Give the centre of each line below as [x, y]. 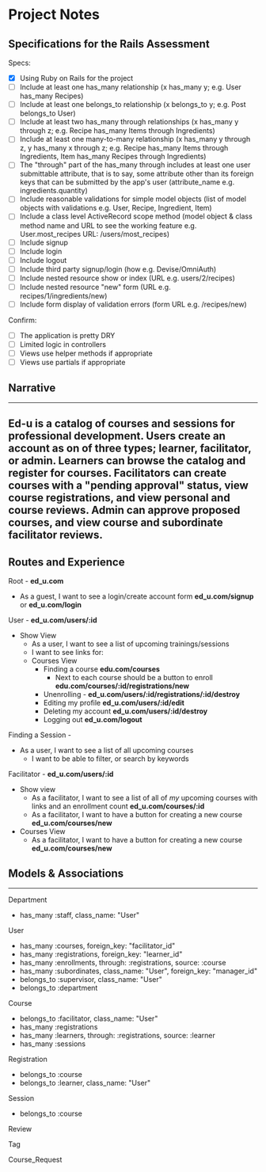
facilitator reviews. [55, 535]
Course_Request [35, 1160]
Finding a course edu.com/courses [102, 669]
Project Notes [54, 15]
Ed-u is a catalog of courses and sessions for [122, 424]
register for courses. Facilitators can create [118, 473]
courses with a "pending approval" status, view [129, 486]
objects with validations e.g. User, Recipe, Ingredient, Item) [116, 208]
